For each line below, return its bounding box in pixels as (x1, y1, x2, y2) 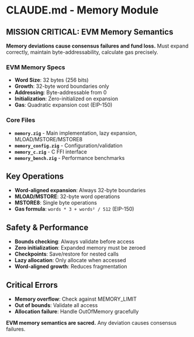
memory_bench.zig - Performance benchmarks (14, 154, 125, 161)
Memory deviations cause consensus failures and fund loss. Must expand (6, 42, 189, 49)
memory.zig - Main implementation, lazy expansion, (14, 130, 137, 137)
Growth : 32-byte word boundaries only (14, 83, 109, 90)
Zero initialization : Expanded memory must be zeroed (14, 244, 146, 251)
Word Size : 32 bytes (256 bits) (14, 77, 89, 84)
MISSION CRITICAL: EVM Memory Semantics (6, 27, 174, 37)
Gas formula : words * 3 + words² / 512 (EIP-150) (14, 206, 134, 213)
